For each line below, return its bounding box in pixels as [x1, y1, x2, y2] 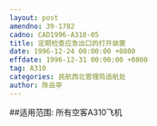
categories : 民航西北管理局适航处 [9, 73, 126, 82]
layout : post [9, 13, 59, 23]
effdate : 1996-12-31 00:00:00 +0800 [9, 55, 148, 64]
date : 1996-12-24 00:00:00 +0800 [9, 47, 136, 56]
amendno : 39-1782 [9, 22, 75, 31]
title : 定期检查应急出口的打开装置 [9, 38, 126, 48]
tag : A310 [9, 64, 47, 73]
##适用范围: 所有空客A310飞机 [9, 106, 123, 118]
